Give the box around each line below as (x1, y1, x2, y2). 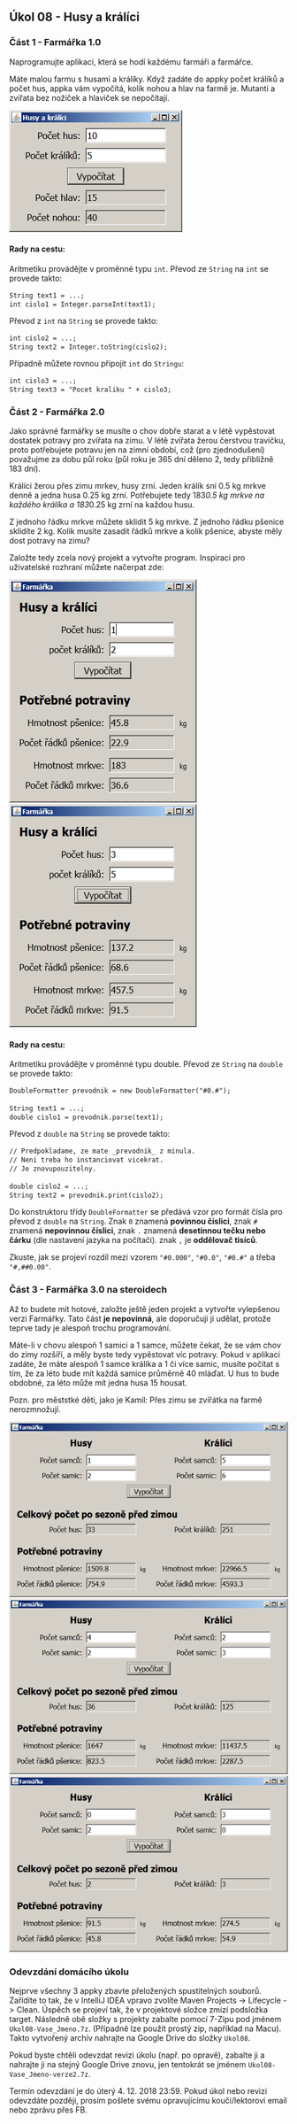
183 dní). (9, 463, 42, 475)
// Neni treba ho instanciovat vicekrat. (9, 1155, 164, 1165)
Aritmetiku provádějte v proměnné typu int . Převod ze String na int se (9, 263, 270, 274)
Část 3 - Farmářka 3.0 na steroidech (9, 1284, 168, 1296)
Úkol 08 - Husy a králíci (9, 10, 140, 25)
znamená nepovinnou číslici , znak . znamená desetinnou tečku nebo (9, 1225, 266, 1236)
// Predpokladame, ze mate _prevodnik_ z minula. (9, 1147, 196, 1156)
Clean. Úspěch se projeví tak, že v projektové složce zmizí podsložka (16, 2004, 268, 2015)
